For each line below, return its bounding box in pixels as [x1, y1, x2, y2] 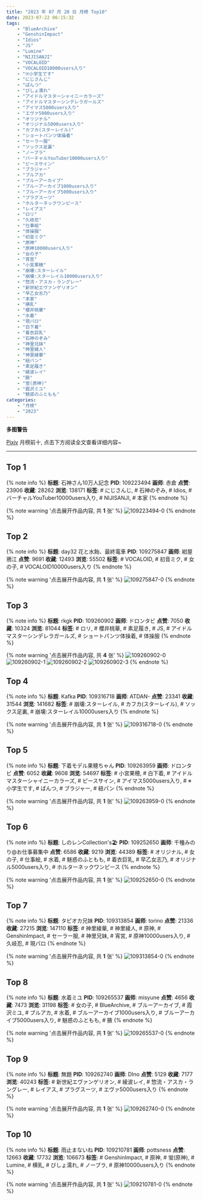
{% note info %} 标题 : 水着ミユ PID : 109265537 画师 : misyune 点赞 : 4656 [6, 994, 188, 1002]
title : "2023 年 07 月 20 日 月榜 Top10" [6, 8, 108, 15]
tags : [6, 20, 20, 26]
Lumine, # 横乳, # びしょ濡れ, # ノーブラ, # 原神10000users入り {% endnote [6, 1161, 195, 1169]
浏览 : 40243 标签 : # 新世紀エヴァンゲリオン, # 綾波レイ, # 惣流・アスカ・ [6, 1078, 189, 1086]
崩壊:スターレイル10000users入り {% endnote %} [35, 708, 159, 715]
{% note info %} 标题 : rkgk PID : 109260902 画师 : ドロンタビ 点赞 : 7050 [6, 617, 184, 625]
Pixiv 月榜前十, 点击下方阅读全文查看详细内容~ [6, 438, 122, 445]
